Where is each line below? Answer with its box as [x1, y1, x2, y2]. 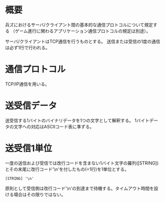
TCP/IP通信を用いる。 [5, 81, 50, 87]
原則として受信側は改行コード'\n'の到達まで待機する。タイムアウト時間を [5, 185, 154, 191]
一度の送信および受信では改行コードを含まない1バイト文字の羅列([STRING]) [5, 160, 159, 166]
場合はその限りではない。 [13, 191, 66, 198]
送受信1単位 [5, 143, 53, 154]
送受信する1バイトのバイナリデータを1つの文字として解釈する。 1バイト [5, 117, 150, 123]
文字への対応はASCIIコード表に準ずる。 [13, 123, 95, 129]
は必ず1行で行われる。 [5, 44, 50, 50]
